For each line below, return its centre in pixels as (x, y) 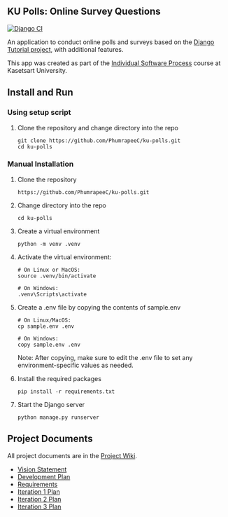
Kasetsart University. (37, 70)
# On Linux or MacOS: (49, 270)
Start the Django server (51, 404)
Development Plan (44, 476)
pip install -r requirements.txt (66, 392)
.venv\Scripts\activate (52, 294)
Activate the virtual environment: (64, 257)
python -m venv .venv (49, 244)
